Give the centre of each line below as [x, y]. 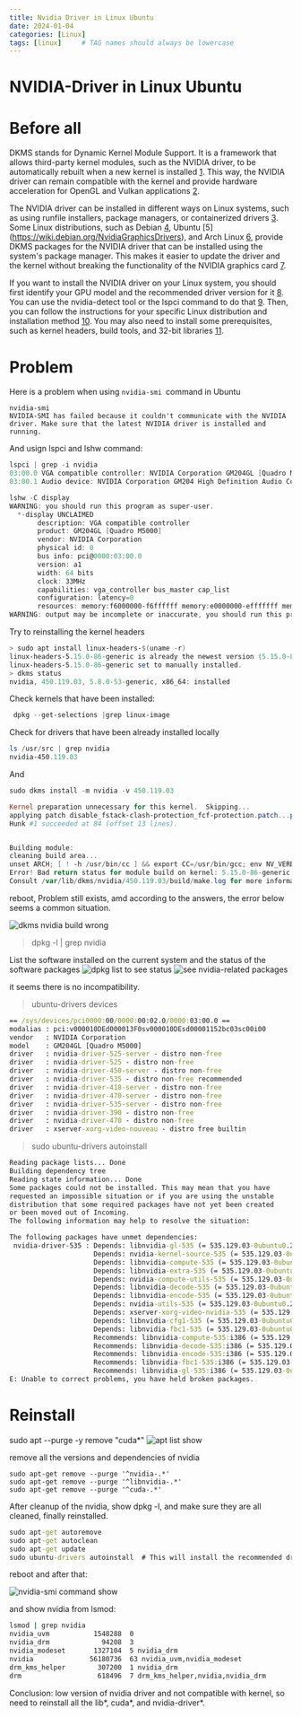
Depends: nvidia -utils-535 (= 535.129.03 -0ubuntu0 [190, 1304]
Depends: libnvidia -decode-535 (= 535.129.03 [180, 1288]
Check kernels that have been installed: [82, 699]
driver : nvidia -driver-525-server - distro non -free [116, 1054]
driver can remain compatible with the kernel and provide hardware [133, 181]
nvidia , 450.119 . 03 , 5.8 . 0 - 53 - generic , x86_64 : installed [120, 682]
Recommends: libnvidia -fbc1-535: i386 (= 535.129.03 [192, 1362]
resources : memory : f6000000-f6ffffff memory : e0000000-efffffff [158, 607]
